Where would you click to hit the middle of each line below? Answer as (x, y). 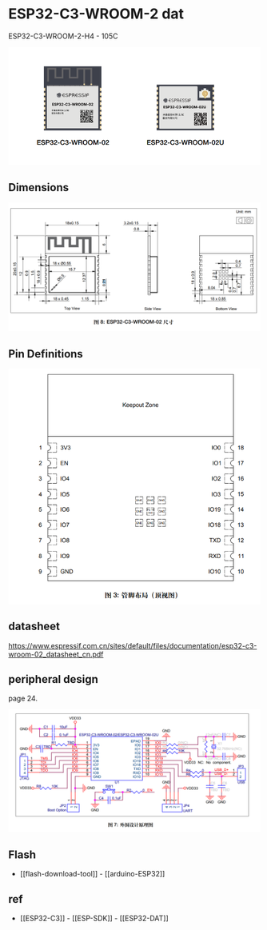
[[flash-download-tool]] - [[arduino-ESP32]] (92, 874)
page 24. (23, 698)
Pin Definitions (46, 354)
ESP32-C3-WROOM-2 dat (96, 14)
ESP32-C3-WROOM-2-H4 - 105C (63, 36)
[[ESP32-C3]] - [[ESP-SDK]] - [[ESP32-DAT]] (94, 918)
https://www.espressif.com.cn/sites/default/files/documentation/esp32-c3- (133, 645)
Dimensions (39, 188)
